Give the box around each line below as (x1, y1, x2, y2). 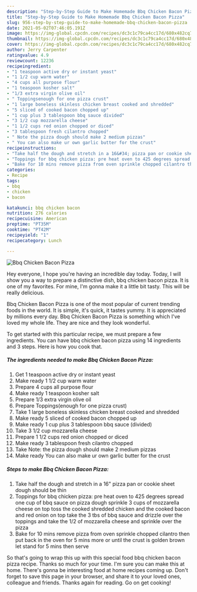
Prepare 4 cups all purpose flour (15, 384, 94, 391)
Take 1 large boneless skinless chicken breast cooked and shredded (15, 409, 179, 416)
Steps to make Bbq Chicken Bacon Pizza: (6, 466, 109, 473)
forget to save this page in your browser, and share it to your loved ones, (6, 573, 182, 580)
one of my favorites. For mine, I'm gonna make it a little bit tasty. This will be (6, 282, 189, 290)
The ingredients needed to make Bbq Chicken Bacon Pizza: (6, 356, 154, 364)
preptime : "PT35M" (6, 221, 51, 227)
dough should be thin (15, 487, 67, 494)
